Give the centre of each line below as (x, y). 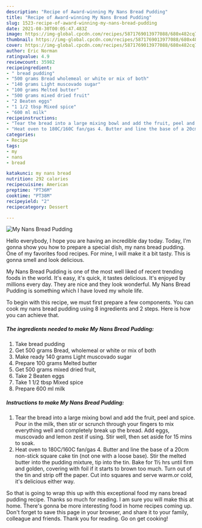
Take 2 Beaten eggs (40, 376)
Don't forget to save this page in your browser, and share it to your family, (97, 512)
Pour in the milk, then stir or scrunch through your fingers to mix (94, 424)
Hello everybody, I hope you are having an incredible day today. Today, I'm (99, 241)
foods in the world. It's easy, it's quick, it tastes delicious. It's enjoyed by (96, 278)
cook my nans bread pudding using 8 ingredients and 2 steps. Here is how (98, 309)
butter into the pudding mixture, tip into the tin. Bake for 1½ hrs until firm (104, 463)
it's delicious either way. (45, 482)
